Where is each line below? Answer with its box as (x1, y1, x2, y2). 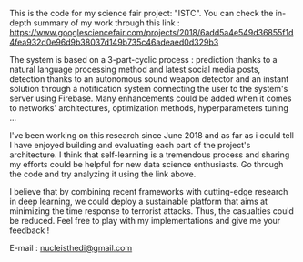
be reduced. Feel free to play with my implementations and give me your (9, 216, 281, 226)
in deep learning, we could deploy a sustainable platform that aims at (9, 196, 268, 207)
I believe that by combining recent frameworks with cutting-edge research (9, 186, 288, 196)
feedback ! (9, 225, 50, 236)
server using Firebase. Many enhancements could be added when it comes (9, 93, 292, 104)
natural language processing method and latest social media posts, (9, 64, 261, 75)
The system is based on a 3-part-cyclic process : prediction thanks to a (9, 55, 278, 65)
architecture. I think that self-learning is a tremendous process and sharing (9, 149, 290, 160)
